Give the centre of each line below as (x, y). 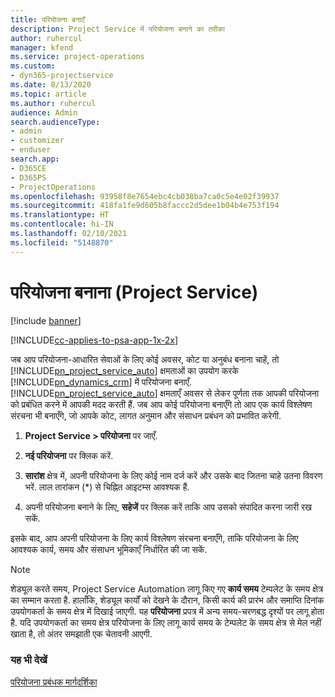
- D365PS (28, 177)
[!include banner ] (46, 320)
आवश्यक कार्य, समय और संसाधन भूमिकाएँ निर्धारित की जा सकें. (109, 549)
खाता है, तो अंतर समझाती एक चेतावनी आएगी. (81, 633)
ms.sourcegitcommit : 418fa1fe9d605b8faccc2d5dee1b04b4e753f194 (145, 206)
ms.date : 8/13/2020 (51, 85)
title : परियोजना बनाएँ (47, 19)
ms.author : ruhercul (53, 103)
